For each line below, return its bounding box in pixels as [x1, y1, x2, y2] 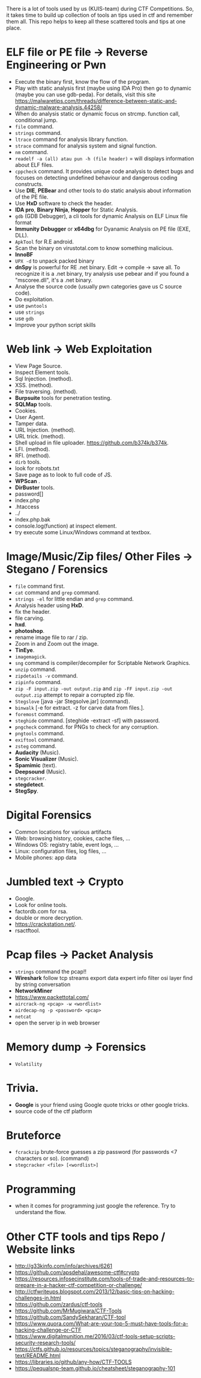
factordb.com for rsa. [14, 908, 68, 915]
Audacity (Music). [14, 749, 61, 756]
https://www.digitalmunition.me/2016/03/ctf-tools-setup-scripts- [14, 1333, 176, 1340]
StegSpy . [14, 787, 39, 794]
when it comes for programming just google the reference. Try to [14, 1202, 176, 1209]
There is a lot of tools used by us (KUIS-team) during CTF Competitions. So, [6, 5, 194, 12]
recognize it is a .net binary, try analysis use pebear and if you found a [14, 270, 189, 277]
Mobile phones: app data [14, 853, 77, 861]
